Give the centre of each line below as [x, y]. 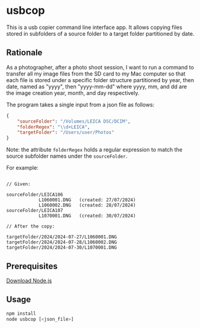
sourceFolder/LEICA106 [35, 195]
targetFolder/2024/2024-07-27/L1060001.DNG [62, 237]
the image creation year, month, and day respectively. [73, 93]
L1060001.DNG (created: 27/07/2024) [87, 200]
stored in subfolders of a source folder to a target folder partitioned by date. [100, 33]
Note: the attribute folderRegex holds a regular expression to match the [94, 150]
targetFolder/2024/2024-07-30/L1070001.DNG [62, 248]
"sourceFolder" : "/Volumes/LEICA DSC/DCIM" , [74, 121]
